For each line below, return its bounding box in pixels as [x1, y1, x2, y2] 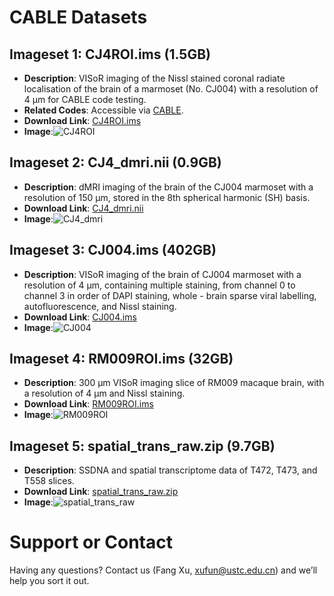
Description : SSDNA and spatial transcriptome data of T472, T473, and [23, 464, 318, 476]
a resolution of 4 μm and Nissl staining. [23, 387, 186, 400]
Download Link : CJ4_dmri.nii [23, 202, 144, 214]
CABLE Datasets [9, 6, 148, 29]
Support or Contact [9, 531, 173, 554]
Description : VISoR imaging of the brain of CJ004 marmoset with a [23, 268, 302, 280]
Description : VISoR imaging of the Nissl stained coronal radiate [23, 72, 286, 84]
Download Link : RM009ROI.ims [23, 398, 154, 410]
